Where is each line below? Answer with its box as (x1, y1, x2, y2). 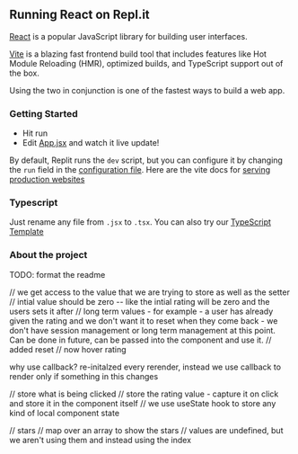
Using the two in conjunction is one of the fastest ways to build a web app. (9, 85, 285, 95)
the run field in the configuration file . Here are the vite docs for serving (9, 165, 271, 175)
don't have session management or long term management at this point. (9, 325, 276, 335)
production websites (9, 174, 85, 185)
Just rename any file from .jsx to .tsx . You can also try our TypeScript (9, 217, 272, 227)
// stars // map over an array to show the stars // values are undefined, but (9, 424, 284, 435)
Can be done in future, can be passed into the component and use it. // (9, 334, 272, 345)
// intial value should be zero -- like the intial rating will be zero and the (9, 296, 270, 307)
